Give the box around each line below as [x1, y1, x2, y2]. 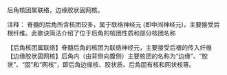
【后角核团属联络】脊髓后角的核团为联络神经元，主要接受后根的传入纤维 [7, 44, 212, 51]
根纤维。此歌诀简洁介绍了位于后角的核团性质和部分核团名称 [7, 29, 176, 37]
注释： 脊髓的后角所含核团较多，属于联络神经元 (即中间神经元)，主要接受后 [7, 20, 220, 29]
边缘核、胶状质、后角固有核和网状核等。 [80, 61, 195, 68]
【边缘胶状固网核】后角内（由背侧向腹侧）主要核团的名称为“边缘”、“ [7, 52, 202, 60]
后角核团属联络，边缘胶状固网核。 [7, 6, 104, 14]
